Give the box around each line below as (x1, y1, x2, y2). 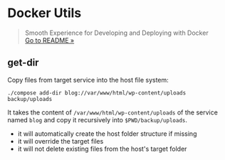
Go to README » (24, 36, 75, 44)
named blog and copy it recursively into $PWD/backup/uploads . (7, 115, 187, 124)
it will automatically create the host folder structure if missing (17, 129, 197, 138)
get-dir (7, 57, 39, 69)
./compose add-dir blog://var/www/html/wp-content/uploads (7, 89, 187, 97)
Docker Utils (7, 5, 82, 21)
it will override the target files (17, 137, 104, 145)
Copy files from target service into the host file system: (7, 75, 169, 84)
